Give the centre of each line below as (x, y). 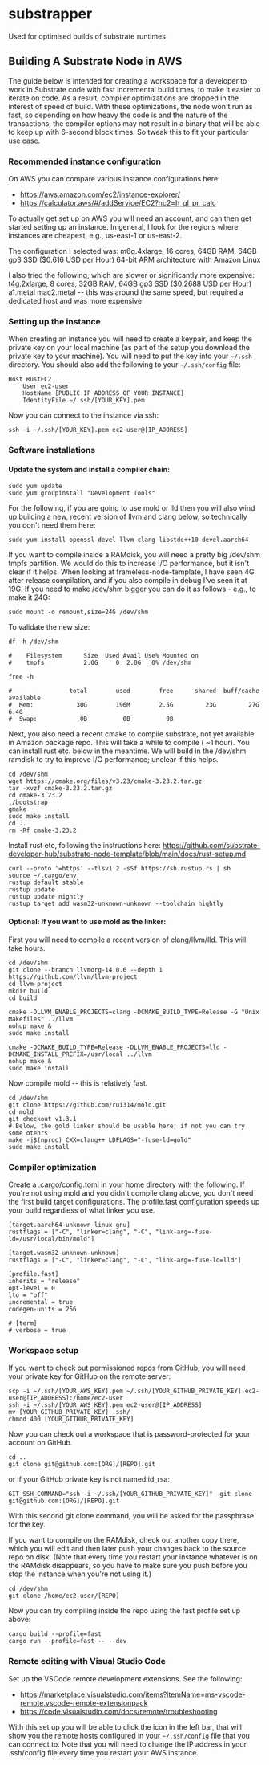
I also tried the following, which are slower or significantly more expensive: (131, 275)
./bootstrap (28, 803)
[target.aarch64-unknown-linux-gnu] (69, 1225)
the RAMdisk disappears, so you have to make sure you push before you (128, 1566)
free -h (21, 677)
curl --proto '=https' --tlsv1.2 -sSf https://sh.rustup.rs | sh (119, 869)
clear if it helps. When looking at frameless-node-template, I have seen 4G (131, 572)
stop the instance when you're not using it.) (80, 1574)
